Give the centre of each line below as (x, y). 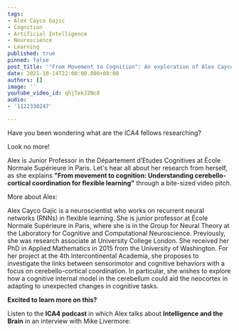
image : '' (22, 87)
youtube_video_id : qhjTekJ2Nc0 (54, 93)
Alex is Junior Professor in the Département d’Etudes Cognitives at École (114, 160)
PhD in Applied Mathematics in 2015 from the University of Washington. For (118, 248)
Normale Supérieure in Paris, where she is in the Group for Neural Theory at (118, 225)
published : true (31, 54)
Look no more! (28, 146)
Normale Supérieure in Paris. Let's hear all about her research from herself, (117, 168)
